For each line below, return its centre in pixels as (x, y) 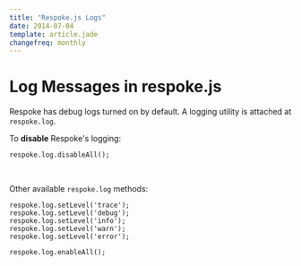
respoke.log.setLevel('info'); (68, 221)
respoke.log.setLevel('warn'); (68, 229)
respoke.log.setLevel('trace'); (69, 206)
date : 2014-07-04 (42, 26)
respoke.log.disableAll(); (60, 155)
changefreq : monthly (48, 43)
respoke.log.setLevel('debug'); (69, 213)
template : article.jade (54, 34)
